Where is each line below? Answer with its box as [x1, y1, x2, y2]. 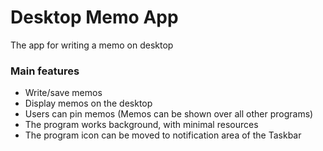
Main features [10, 64, 80, 78]
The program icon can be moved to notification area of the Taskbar [24, 129, 302, 141]
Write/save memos [24, 87, 103, 99]
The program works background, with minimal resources [24, 119, 259, 131]
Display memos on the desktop [24, 97, 153, 110]
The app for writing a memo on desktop [10, 39, 174, 51]
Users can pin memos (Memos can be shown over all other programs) [24, 108, 314, 120]
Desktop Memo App [10, 6, 179, 29]
